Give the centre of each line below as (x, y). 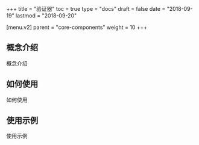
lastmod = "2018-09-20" (46, 16)
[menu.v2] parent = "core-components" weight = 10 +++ (77, 27)
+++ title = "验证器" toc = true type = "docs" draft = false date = (86, 9)
